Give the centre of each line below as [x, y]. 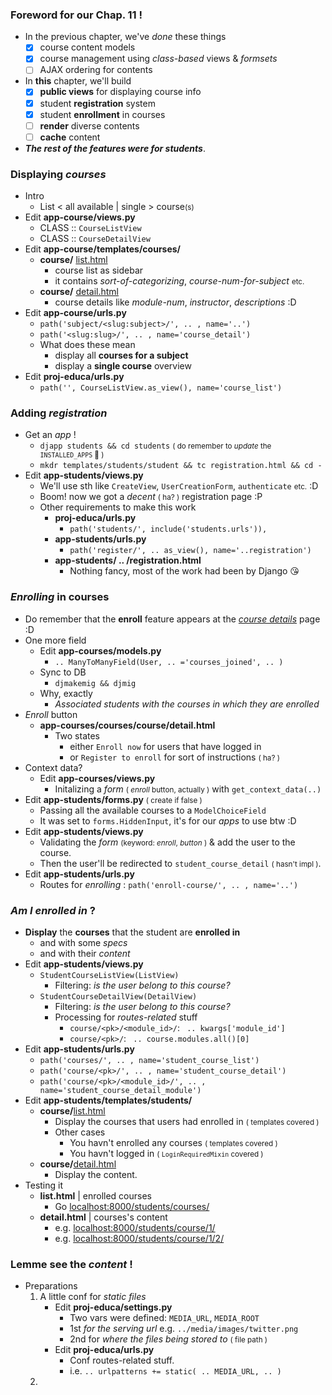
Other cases [80, 1132]
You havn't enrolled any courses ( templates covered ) [173, 1142]
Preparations [51, 1286]
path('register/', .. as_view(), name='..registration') [190, 551]
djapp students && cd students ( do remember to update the [155, 446]
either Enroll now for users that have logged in [165, 746]
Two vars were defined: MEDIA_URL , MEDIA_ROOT [164, 1318]
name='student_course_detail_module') [120, 1090]
